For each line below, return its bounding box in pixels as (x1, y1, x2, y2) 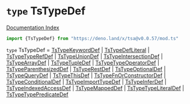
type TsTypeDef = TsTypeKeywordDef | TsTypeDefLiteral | (6, 46, 150, 53)
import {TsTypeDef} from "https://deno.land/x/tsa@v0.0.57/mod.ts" (6, 35, 179, 41)
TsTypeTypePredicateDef (6, 91, 69, 98)
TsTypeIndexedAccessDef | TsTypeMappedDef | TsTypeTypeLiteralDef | (6, 84, 185, 91)
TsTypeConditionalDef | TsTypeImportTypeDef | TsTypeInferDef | (6, 78, 167, 85)
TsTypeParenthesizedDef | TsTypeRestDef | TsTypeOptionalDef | (6, 65, 166, 72)
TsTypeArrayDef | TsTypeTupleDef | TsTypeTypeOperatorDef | (6, 59, 159, 66)
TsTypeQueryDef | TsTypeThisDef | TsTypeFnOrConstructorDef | (6, 72, 166, 79)
